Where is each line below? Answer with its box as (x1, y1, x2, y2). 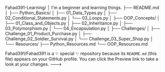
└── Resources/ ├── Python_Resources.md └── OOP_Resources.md (5, 41, 148, 47)
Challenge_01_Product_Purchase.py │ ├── (5, 31, 92, 36)
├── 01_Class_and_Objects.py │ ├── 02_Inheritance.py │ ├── (5, 20, 133, 26)
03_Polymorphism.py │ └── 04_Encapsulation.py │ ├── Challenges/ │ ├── (5, 25, 160, 31)
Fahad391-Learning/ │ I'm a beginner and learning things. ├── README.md (5, 5, 159, 10)
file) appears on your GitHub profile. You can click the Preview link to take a (5, 56, 159, 62)
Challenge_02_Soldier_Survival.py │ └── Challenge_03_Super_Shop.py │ (5, 36, 154, 42)
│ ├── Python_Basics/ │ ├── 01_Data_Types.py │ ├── (5, 10, 117, 16)
